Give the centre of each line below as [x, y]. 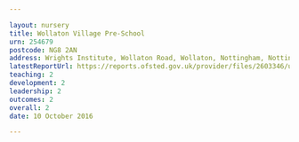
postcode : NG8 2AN [43, 50]
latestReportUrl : [41, 67]
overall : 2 [29, 107]
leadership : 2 [36, 91]
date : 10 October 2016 [51, 116]
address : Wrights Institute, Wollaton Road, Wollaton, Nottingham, [137, 59]
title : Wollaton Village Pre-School [77, 33]
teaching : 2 [31, 75]
